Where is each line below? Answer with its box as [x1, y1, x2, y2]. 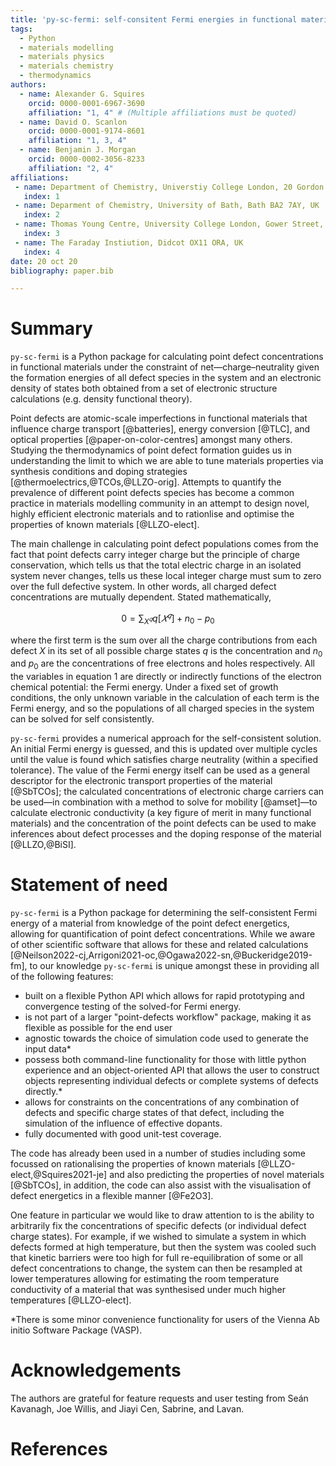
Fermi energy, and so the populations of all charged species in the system [10, 702, 315, 715]
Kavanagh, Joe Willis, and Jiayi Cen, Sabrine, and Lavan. [10, 1403, 245, 1415]
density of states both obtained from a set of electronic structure [10, 382, 278, 395]
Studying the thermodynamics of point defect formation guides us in [10, 444, 293, 456]
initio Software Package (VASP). [10, 1324, 143, 1336]
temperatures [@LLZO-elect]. [10, 1294, 132, 1306]
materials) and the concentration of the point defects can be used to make [10, 817, 317, 830]
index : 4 [23, 247, 60, 257]
